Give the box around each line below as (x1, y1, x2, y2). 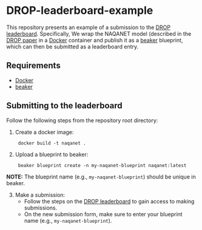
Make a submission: (15, 191, 66, 199)
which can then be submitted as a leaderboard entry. (6, 43, 139, 50)
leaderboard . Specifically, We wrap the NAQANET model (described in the (6, 30, 192, 37)
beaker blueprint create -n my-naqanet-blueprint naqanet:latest (18, 162, 187, 168)
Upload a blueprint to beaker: (15, 151, 89, 158)
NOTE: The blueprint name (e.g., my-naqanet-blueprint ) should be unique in (6, 173, 196, 180)
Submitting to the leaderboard (6, 100, 123, 111)
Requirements (6, 61, 61, 71)
